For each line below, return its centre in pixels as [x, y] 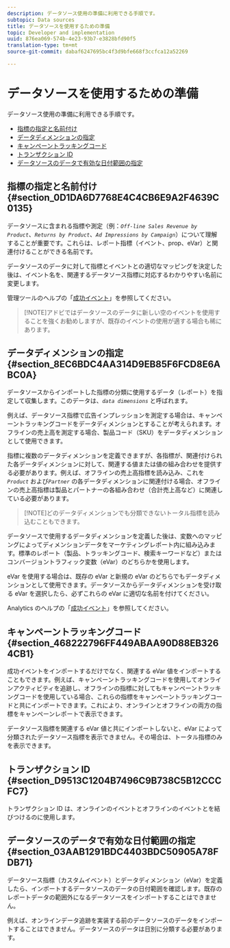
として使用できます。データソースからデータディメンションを [117, 585]
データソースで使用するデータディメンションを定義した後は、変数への [106, 536]
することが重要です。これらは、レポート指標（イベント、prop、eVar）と [110, 243]
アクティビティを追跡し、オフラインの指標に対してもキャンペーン [105, 688]
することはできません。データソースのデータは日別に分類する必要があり [115, 929]
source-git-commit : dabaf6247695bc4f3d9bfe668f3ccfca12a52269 [98, 52]
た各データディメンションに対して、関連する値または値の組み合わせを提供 [112, 464]
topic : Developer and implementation [61, 33]
